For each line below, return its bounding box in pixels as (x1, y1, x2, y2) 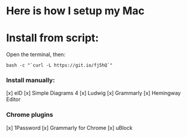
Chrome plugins (6, 111, 53, 119)
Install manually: (6, 76, 55, 84)
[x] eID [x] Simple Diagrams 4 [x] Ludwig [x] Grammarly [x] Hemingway (6, 90, 181, 97)
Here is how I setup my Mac (6, 4, 145, 18)
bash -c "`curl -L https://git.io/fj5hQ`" (6, 62, 113, 69)
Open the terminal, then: (6, 51, 66, 58)
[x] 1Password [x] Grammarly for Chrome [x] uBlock (6, 124, 133, 131)
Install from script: (6, 31, 99, 45)
